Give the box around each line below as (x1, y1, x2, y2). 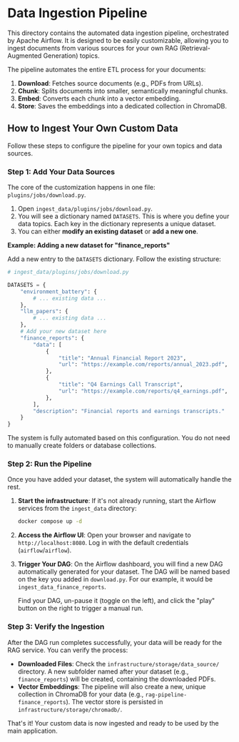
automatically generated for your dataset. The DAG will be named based (17, 567, 230, 576)
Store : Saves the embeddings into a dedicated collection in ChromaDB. (17, 101, 227, 110)
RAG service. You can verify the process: (7, 646, 128, 654)
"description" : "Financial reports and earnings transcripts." (33, 407, 225, 415)
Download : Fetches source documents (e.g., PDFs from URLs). (17, 78, 203, 87)
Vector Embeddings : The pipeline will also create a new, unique (17, 682, 206, 691)
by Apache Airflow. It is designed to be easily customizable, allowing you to (7, 36, 229, 44)
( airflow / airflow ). (17, 546, 72, 554)
